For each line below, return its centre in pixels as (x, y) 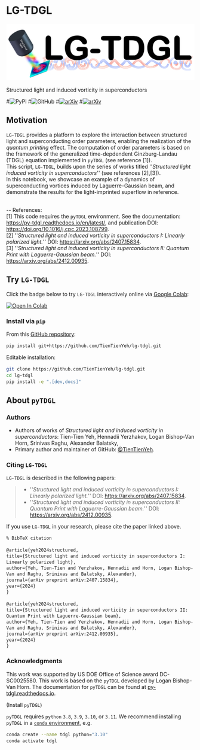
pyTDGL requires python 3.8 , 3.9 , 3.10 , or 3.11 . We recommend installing (94, 716)
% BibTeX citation (29, 538)
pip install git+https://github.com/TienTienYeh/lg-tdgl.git (84, 346)
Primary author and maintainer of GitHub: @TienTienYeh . (84, 450)
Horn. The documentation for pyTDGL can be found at (81, 687)
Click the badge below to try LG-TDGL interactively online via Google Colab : (98, 294)
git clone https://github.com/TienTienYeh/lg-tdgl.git (76, 369)
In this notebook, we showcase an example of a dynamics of (81, 179)
